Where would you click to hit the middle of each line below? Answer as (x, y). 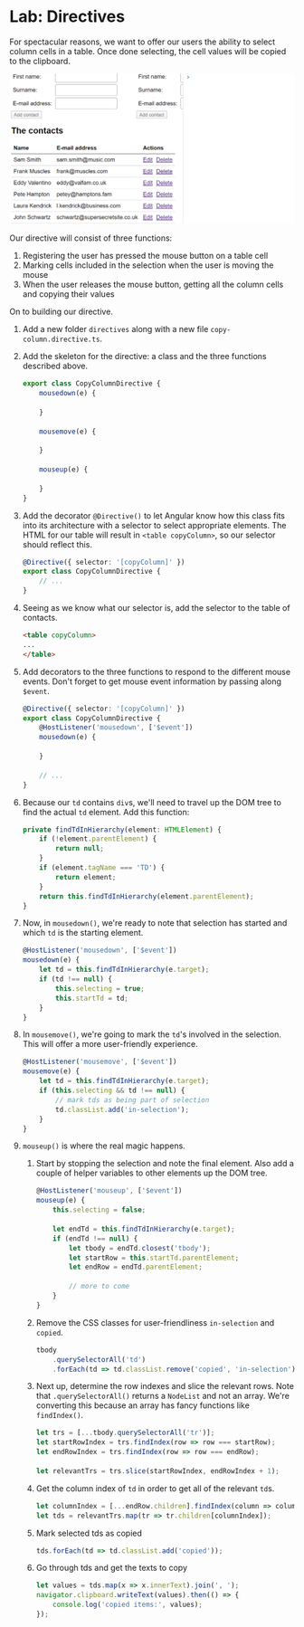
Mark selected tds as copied (89, 1533)
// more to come (99, 1287)
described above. (55, 366)
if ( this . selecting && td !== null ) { (112, 1091)
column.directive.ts (61, 340)
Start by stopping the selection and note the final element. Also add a (165, 1164)
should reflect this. (57, 544)
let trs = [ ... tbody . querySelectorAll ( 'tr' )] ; (125, 1433)
